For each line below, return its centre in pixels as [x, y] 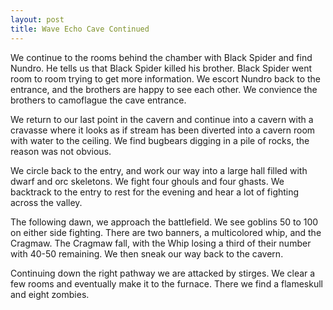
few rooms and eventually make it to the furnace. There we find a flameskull [166, 283]
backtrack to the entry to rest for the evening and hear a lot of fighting [155, 192]
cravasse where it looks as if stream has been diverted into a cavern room [163, 130]
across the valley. [46, 202]
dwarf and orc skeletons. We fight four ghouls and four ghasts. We [147, 181]
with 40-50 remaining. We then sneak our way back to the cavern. [147, 253]
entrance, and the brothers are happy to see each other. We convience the [164, 89]
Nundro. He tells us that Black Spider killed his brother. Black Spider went [161, 68]
